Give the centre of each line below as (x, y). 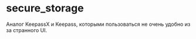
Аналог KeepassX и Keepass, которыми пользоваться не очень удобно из (98, 24)
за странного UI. (27, 30)
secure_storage (45, 8)
